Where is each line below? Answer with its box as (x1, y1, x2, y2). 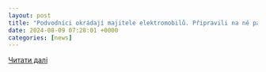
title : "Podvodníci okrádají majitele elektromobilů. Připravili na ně (8, 19, 249, 27)
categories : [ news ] (8, 33, 73, 42)
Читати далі (8, 55, 48, 65)
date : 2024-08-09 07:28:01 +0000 (8, 26, 119, 34)
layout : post (8, 11, 51, 20)
